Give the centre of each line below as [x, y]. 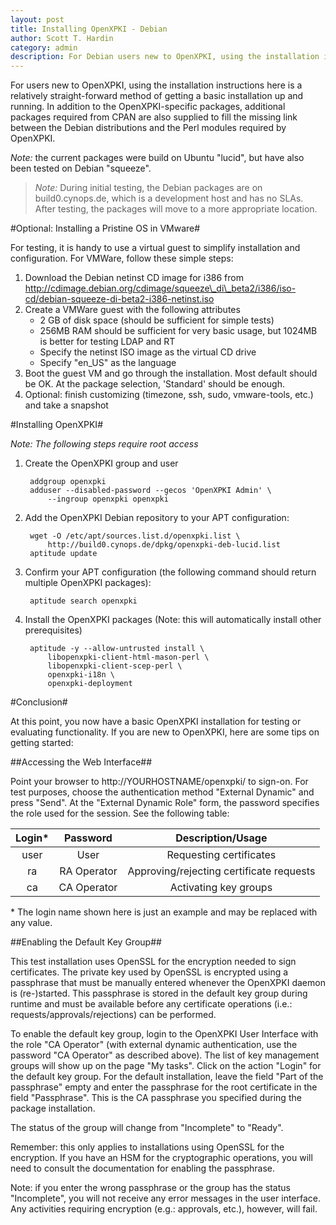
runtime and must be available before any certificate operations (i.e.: [151, 1004]
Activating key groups [221, 888]
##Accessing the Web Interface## [81, 762]
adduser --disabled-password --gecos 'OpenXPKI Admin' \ [150, 491]
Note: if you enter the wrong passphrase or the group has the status [150, 1188]
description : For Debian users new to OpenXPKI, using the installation [165, 57]
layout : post [37, 19]
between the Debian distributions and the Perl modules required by [148, 128]
